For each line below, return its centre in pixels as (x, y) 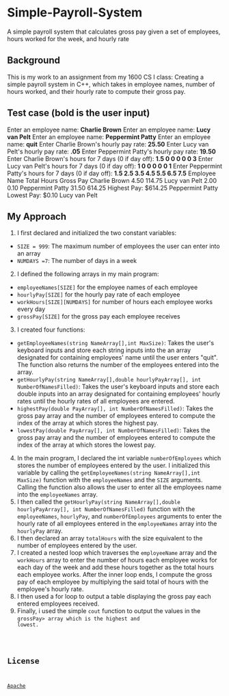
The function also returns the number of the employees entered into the (118, 365)
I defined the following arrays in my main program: (88, 274)
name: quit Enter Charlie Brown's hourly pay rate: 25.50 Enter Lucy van (108, 144)
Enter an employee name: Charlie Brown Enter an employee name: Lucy (109, 129)
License (23, 661)
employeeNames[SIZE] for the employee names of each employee (107, 287)
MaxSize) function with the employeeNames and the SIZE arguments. (110, 480)
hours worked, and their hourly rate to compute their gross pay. (96, 91)
